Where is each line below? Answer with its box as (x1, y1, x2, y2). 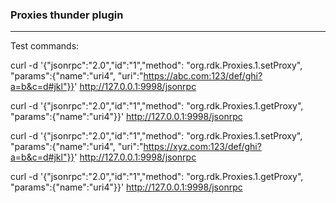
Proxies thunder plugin (10, 8, 124, 22)
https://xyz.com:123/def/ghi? (143, 141, 262, 153)
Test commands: (10, 40, 80, 52)
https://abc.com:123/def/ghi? (143, 70, 263, 82)
